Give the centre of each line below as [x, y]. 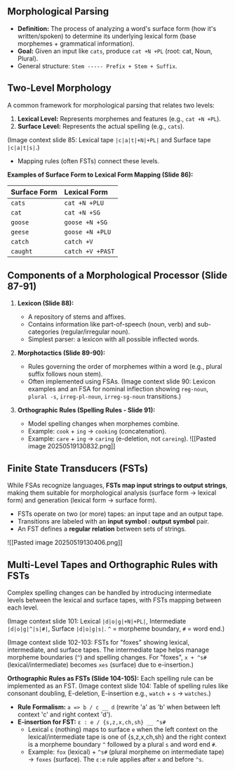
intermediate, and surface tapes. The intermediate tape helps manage [108, 650]
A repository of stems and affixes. [77, 317]
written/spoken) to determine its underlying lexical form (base [107, 36]
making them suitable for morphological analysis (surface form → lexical [112, 493]
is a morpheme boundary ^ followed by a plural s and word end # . [122, 745]
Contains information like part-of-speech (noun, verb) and [112, 324]
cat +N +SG [82, 213]
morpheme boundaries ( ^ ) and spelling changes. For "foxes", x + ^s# [107, 657]
